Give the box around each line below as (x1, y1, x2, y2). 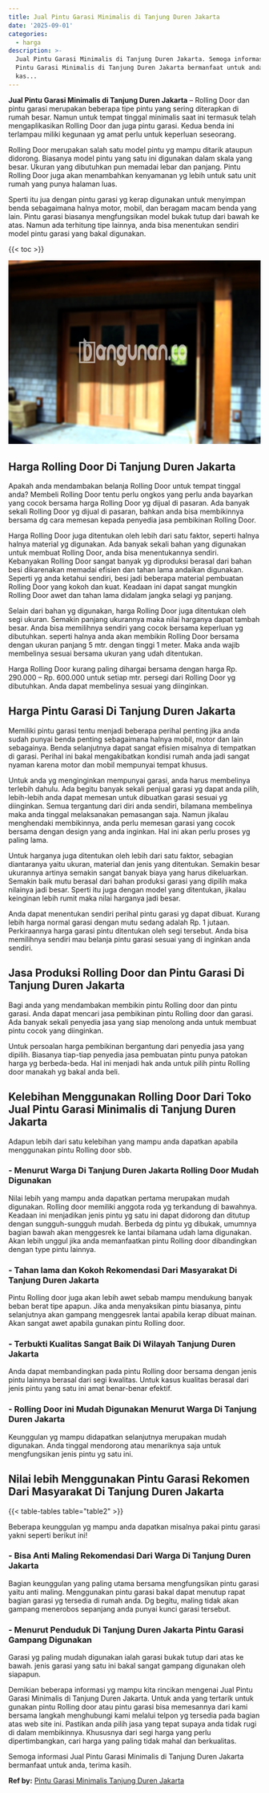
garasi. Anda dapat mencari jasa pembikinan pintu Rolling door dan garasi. (8, 1008, 254, 1018)
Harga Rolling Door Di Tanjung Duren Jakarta (8, 460, 236, 474)
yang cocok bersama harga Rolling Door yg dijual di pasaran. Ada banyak (8, 498, 251, 508)
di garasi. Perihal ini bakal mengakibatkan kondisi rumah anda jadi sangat (8, 751, 250, 761)
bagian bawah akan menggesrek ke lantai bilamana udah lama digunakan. (8, 1227, 252, 1237)
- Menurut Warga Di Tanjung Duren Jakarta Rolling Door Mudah (8, 1165, 259, 1176)
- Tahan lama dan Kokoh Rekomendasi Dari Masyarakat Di (8, 1264, 238, 1275)
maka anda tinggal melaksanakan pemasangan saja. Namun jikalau (8, 809, 229, 819)
